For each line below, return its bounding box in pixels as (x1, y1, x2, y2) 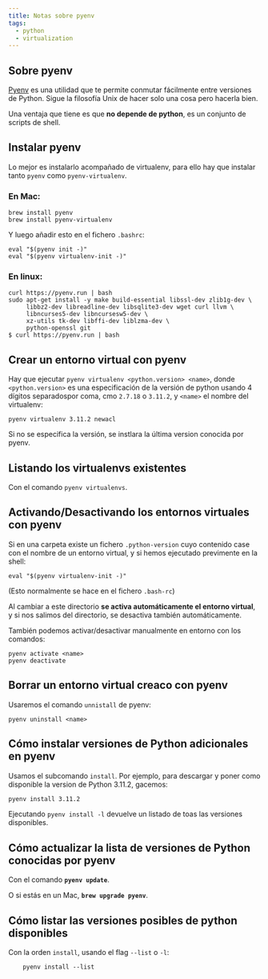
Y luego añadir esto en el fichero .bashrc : (8, 230, 146, 240)
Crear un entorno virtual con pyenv (8, 353, 186, 366)
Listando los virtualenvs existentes (8, 461, 186, 475)
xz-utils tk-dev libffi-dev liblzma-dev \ (26, 318, 170, 326)
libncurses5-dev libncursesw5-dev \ (26, 310, 149, 318)
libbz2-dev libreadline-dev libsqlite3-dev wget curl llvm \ (26, 303, 234, 311)
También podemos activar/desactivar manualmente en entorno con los (8, 625, 242, 635)
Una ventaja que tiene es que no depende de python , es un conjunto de (8, 109, 246, 119)
